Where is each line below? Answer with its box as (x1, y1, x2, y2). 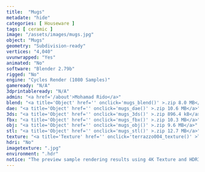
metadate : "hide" (6, 15, 51, 21)
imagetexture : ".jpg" (6, 145, 62, 151)
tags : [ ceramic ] (6, 26, 53, 32)
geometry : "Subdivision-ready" (6, 43, 86, 49)
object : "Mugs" (6, 37, 45, 43)
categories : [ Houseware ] (6, 20, 75, 26)
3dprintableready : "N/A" (6, 88, 70, 95)
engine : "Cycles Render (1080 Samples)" (6, 77, 111, 83)
